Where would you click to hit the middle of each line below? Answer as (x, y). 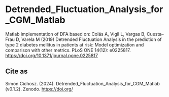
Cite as (16, 71)
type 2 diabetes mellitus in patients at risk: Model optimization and (75, 44)
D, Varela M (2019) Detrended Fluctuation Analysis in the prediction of (89, 39)
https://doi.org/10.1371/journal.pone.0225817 (52, 55)
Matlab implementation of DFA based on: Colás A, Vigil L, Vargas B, (75, 34)
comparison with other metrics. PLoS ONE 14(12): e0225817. (68, 50)
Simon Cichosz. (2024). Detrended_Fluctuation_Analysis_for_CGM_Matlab (82, 83)
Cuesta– (155, 34)
